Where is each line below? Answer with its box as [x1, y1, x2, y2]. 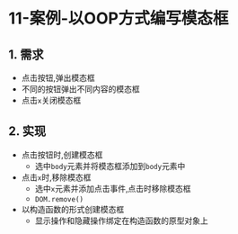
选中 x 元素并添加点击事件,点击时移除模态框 [34, 183, 191, 193]
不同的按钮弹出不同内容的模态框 [21, 84, 140, 94]
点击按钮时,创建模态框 [21, 149, 103, 160]
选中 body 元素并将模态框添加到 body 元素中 [34, 160, 186, 171]
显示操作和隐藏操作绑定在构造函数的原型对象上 [34, 215, 208, 226]
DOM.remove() [34, 194, 84, 203]
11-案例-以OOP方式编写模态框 [8, 8, 229, 29]
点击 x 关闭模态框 [21, 95, 82, 105]
